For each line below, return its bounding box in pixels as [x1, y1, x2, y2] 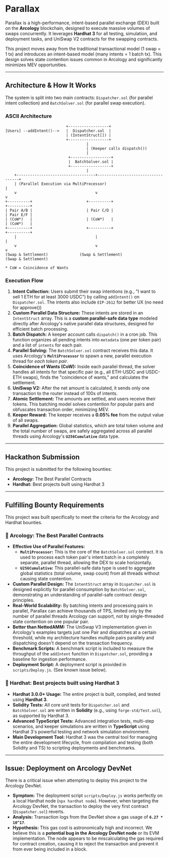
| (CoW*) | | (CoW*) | [5, 217, 114, 222]
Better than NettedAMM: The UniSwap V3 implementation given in [12, 624, 152, 630]
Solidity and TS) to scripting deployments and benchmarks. [12, 744, 136, 750]
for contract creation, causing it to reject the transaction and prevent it [12, 841, 158, 847]
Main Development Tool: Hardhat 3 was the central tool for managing [12, 734, 157, 740]
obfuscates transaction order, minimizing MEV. [12, 407, 110, 413]
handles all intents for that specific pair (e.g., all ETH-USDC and [12, 369, 145, 375]
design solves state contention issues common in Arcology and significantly [5, 56, 162, 62]
